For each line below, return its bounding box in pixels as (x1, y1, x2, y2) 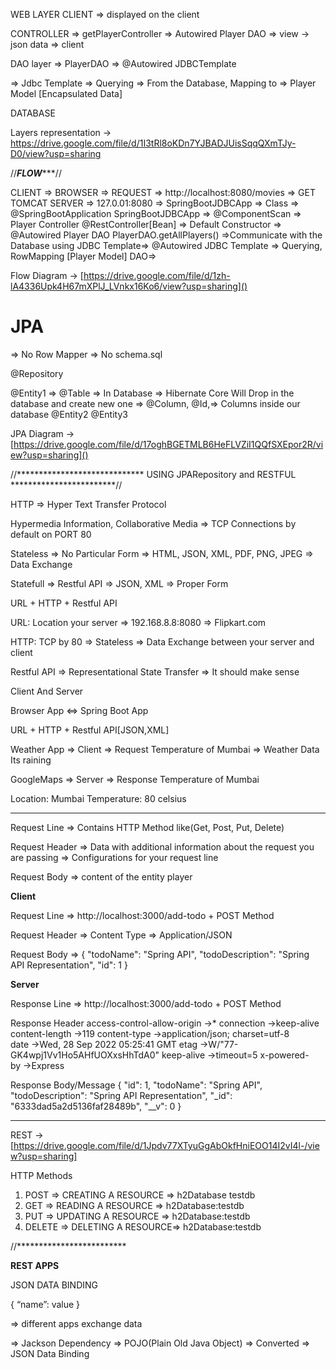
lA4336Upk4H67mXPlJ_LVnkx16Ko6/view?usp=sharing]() (10, 280, 248, 292)
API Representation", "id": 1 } (10, 959, 128, 971)
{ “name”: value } (10, 1298, 81, 1310)
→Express (23, 1059, 65, 1071)
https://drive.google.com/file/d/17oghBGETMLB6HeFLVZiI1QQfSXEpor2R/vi (13, 438, 324, 450)
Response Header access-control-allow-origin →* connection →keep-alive (10, 1017, 320, 1029)
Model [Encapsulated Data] (10, 88, 123, 99)
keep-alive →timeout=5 (161, 1049, 258, 1061)
